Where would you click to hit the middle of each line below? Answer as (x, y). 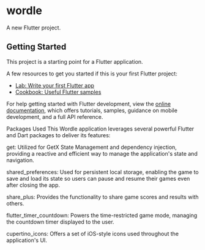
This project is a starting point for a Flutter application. (75, 61)
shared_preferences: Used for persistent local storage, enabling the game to (102, 172)
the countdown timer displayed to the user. (60, 222)
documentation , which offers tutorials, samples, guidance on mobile (92, 110)
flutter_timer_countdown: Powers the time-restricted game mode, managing (102, 215)
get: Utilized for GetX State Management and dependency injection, (92, 147)
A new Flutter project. (34, 28)
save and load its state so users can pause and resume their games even (98, 178)
